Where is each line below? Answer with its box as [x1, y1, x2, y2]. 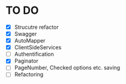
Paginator [14, 58, 38, 65]
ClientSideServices [14, 44, 62, 51]
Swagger [14, 31, 37, 37]
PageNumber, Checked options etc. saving [14, 64, 121, 71]
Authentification [14, 50, 55, 58]
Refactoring [14, 71, 44, 78]
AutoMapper [14, 37, 46, 44]
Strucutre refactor [14, 23, 59, 31]
